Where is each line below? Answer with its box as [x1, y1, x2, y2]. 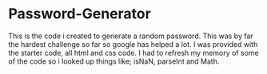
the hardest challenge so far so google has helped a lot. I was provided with [8, 39, 258, 49]
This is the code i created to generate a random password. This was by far [8, 31, 253, 41]
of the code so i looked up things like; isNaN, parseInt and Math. [8, 56, 220, 66]
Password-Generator [8, 5, 152, 23]
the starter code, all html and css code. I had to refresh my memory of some [8, 48, 260, 57]
